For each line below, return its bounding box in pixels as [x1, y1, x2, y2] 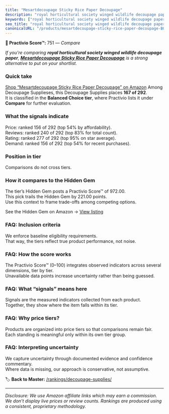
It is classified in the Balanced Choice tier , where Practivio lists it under [5, 95, 153, 101]
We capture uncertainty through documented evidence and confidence [5, 355, 153, 361]
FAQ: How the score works [5, 251, 71, 258]
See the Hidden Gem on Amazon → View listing [5, 209, 104, 215]
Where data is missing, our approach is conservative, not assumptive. [5, 366, 150, 372]
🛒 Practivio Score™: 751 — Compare [5, 40, 80, 46]
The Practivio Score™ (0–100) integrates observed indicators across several [5, 262, 161, 268]
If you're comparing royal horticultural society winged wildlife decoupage [5, 50, 162, 56]
